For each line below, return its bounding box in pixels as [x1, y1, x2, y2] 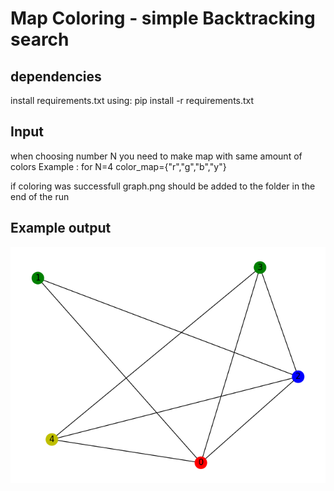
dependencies [10, 68, 102, 85]
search [10, 28, 70, 51]
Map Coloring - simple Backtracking [10, 7, 316, 30]
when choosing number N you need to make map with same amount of [10, 150, 303, 162]
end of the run [10, 190, 70, 202]
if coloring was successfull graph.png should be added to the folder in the [10, 180, 316, 192]
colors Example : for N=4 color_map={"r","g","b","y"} [10, 160, 227, 172]
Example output [10, 220, 112, 237]
